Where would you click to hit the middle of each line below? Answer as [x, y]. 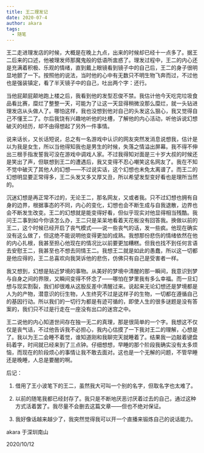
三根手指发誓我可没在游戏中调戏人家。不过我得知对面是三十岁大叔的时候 [102, 154]
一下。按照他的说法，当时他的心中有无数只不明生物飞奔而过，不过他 [112, 75]
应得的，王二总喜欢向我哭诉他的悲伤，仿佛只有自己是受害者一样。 [99, 258]
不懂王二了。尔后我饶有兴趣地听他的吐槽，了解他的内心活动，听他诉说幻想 [104, 118]
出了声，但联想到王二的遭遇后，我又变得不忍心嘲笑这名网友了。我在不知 [107, 162]
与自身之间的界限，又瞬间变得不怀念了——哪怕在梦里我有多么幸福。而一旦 [99, 279]
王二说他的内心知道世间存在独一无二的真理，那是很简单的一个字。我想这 [97, 322]
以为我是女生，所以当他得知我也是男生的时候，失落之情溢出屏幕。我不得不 [99, 147]
